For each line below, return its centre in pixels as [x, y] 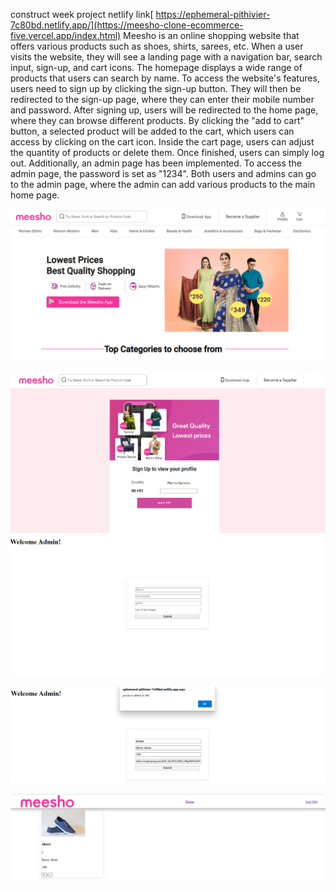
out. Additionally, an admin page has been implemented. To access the [156, 163]
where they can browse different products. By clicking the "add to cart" [157, 120]
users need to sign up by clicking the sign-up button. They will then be [156, 88]
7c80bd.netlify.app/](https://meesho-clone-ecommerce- [127, 25]
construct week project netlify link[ [82, 14]
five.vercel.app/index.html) [66, 35]
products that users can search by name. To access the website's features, [165, 78]
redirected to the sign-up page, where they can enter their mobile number [162, 99]
